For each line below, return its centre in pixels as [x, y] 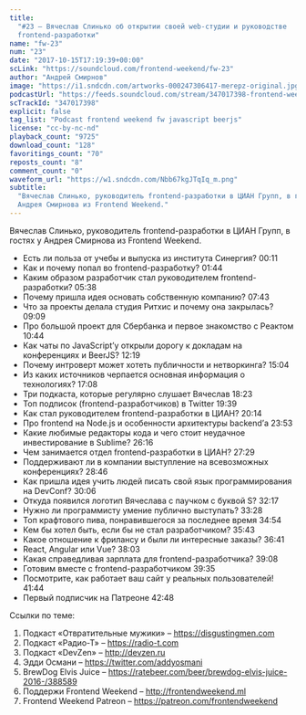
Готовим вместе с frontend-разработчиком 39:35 [119, 568]
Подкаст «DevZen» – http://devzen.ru [94, 652]
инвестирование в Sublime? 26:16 [88, 442]
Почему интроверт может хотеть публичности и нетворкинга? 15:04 [156, 364]
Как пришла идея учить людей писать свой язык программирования [157, 481]
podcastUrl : [32, 94]
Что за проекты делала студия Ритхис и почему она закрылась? [148, 306]
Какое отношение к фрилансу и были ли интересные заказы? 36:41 [153, 539]
